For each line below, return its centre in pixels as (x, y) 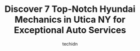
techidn (70, 44)
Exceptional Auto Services (70, 30)
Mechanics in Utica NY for (70, 20)
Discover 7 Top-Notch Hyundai (70, 9)
